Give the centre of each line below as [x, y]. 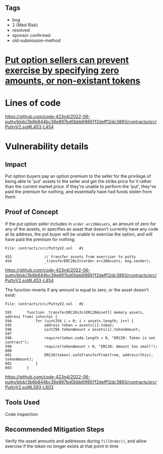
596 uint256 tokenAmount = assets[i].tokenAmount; [72, 329]
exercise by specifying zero [62, 71]
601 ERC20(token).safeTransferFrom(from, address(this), [79, 355]
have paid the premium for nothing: [40, 239]
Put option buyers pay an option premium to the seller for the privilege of [78, 176]
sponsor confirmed [31, 35]
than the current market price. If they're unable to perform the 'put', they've [81, 186]
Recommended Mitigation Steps [55, 429]
